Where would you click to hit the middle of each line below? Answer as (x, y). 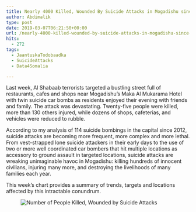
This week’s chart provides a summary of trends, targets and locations (91, 185)
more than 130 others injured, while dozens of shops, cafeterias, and (88, 112)
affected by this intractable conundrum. (53, 192)
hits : (13, 39)
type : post (19, 22)
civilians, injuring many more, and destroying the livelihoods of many (88, 167)
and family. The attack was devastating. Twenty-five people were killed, (92, 107)
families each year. (29, 174)
